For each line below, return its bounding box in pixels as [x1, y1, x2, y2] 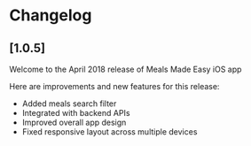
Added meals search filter [21, 98, 117, 109]
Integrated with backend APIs [21, 108, 130, 118]
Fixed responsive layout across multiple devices [21, 127, 198, 137]
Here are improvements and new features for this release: [9, 81, 220, 91]
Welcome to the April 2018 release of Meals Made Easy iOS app [9, 64, 242, 74]
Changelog [9, 5, 92, 26]
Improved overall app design [21, 117, 127, 127]
